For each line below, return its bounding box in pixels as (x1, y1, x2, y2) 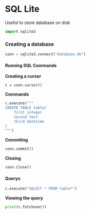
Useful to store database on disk (5, 20, 71, 25)
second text (14, 114, 38, 119)
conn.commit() (5, 146, 34, 151)
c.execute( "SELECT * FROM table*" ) (5, 186, 77, 191)
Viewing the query (5, 195, 43, 201)
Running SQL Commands (5, 62, 57, 68)
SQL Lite (5, 3, 40, 15)
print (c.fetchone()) (5, 205, 47, 210)
